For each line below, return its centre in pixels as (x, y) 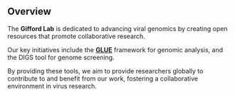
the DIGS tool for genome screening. (61, 57)
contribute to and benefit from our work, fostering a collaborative (103, 78)
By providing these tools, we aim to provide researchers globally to (105, 71)
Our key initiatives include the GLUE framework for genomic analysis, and (115, 49)
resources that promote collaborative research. (77, 36)
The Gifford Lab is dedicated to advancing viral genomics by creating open (117, 28)
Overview (30, 12)
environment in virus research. (52, 86)
